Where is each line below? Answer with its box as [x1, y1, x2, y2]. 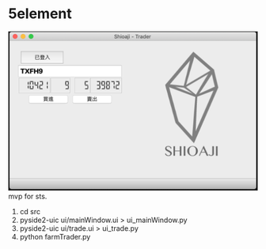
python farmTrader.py [19, 232, 91, 242]
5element [8, 5, 73, 23]
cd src [19, 207, 41, 217]
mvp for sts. [8, 191, 47, 202]
